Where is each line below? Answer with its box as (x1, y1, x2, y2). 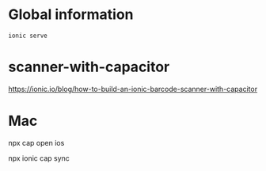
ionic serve (8, 32, 47, 40)
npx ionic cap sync (8, 153, 70, 163)
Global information (8, 6, 134, 24)
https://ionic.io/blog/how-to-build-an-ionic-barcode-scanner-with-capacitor (8, 84, 258, 93)
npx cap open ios (8, 138, 65, 147)
